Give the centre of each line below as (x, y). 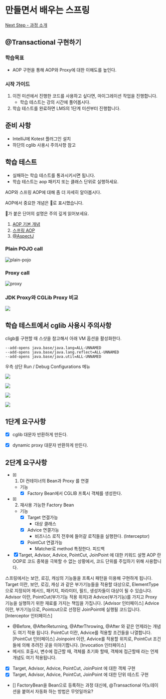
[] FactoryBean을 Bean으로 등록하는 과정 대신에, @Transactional (77, 685)
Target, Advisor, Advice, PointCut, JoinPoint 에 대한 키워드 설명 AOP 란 (90, 555)
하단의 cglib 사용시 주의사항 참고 (44, 145)
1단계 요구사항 (25, 421)
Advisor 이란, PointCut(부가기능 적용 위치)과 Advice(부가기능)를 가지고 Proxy (81, 597)
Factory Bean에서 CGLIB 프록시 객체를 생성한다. (75, 493)
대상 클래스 (45, 524)
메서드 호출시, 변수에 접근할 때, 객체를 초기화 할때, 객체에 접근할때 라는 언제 (85, 651)
